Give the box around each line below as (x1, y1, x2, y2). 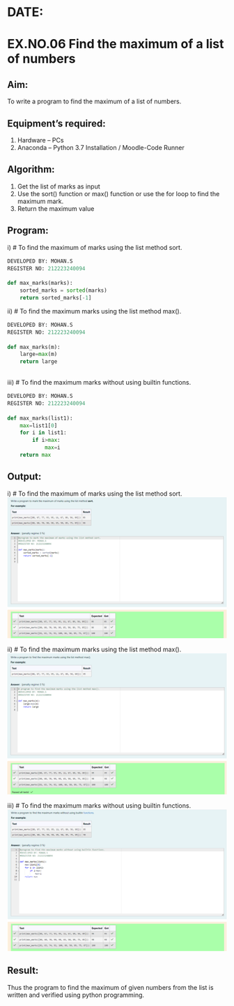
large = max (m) (19, 350, 58, 358)
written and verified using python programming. (7, 991, 145, 999)
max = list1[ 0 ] (19, 422, 58, 429)
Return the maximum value (17, 204, 95, 213)
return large (19, 358, 58, 365)
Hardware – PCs (17, 136, 64, 144)
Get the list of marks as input (17, 182, 100, 191)
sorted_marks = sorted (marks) (19, 287, 108, 294)
